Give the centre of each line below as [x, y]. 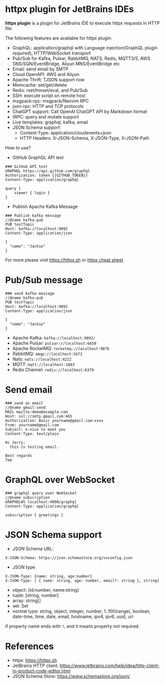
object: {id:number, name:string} [46, 590]
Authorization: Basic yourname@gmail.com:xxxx [54, 420]
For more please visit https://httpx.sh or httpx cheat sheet [64, 260]
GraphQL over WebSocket [60, 480]
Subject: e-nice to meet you [35, 429]
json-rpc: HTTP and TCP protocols [48, 106]
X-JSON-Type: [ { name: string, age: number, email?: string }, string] [82, 580]
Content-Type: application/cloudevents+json [66, 132]
